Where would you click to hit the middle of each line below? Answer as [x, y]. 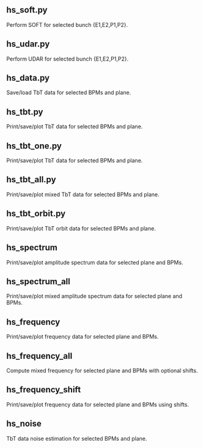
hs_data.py [28, 78]
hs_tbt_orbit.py [36, 214]
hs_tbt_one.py [34, 146]
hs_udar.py [28, 44]
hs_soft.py [27, 10]
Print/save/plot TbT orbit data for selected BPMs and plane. [81, 228]
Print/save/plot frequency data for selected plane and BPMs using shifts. [98, 404]
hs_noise [24, 424]
